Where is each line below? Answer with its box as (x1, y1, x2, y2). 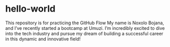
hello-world (5, 3, 56, 15)
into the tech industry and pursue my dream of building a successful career (5, 30, 164, 36)
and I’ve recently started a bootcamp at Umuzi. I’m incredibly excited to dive (5, 25, 165, 31)
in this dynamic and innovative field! (5, 36, 81, 42)
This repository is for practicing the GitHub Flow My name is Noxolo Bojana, (5, 20, 164, 26)
